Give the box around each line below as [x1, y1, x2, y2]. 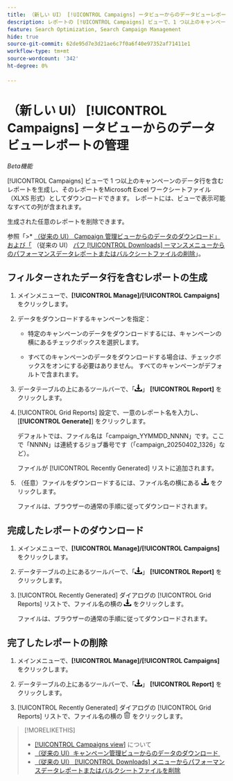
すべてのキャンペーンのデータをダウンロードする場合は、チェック [27, 353, 216, 361]
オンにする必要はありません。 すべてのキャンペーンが [51, 362, 205, 370]
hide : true [7, 33, 39, 40]
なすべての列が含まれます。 [7, 202, 85, 211]
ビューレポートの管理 [7, 137, 130, 153]
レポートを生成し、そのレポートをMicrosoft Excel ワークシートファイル [7, 185, 212, 194]
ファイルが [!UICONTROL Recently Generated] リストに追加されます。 [17, 464, 218, 472]
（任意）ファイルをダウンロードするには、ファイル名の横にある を [17, 479, 217, 487]
